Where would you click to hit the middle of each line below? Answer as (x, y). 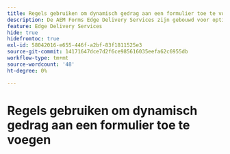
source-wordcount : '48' (41, 64)
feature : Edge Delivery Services (55, 26)
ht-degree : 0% (27, 70)
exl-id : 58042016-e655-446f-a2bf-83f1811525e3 (75, 45)
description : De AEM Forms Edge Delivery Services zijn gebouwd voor (108, 20)
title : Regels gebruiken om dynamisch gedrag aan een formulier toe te (111, 13)
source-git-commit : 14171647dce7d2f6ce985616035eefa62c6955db (98, 52)
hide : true (23, 33)
